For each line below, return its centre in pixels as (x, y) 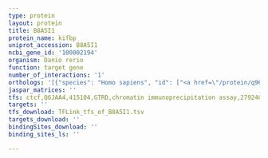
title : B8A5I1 (32, 30)
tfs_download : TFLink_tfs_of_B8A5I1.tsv (77, 113)
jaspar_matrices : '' (43, 90)
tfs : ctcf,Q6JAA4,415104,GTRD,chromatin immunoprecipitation (112, 97)
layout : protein (35, 23)
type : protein (32, 16)
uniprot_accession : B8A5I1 (53, 45)
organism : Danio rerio (46, 61)
